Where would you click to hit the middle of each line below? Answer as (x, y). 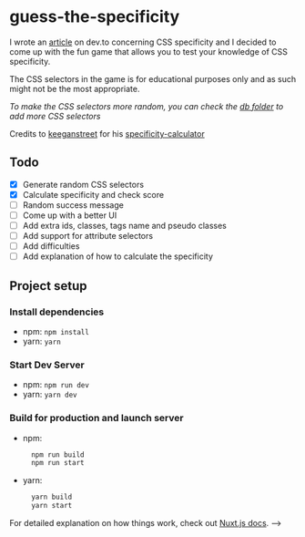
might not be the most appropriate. (75, 88)
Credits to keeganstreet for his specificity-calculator (107, 133)
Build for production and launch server (97, 418)
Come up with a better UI (70, 215)
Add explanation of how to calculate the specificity (118, 256)
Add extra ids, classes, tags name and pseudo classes (125, 226)
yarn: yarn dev (50, 395)
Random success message (73, 205)
